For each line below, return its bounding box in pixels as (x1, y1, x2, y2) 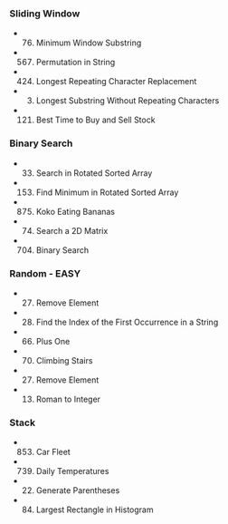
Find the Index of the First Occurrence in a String (35, 316, 219, 327)
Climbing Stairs (35, 354, 93, 365)
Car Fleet (35, 447, 71, 458)
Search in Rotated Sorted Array (35, 167, 153, 179)
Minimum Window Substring (35, 37, 142, 48)
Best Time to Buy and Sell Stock (35, 114, 156, 125)
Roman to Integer (35, 393, 101, 404)
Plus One (35, 335, 71, 346)
